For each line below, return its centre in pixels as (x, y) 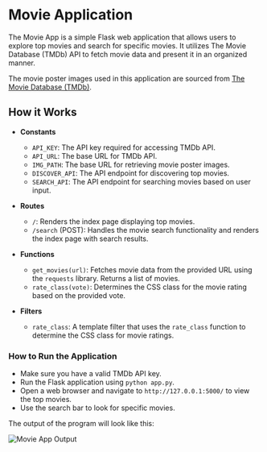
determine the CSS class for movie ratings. (103, 335)
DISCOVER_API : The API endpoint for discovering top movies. (131, 173)
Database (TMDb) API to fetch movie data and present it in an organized (128, 54)
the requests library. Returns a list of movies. (106, 278)
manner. (22, 63)
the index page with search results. (90, 238)
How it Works (43, 112)
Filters (31, 311)
